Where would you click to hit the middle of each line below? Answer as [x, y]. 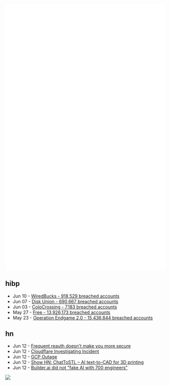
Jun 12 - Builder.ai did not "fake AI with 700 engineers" [70, 368]
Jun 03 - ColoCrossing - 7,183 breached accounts [65, 307]
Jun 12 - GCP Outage [35, 357]
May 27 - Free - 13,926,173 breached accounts [61, 312]
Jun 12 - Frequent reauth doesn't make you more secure [72, 346]
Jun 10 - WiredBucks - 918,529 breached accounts [66, 296]
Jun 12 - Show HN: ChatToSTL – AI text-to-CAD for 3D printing [78, 363]
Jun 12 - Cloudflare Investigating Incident [56, 351]
